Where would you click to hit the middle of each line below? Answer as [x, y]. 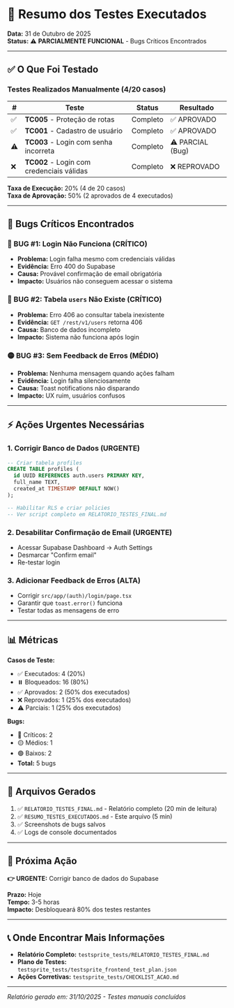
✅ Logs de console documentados [67, 832]
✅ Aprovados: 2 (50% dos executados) [73, 692]
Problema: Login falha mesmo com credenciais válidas [96, 259]
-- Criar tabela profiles [45, 463]
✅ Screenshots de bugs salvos [61, 824]
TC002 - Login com [58, 162]
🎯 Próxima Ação [42, 861]
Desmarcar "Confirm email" [57, 555]
